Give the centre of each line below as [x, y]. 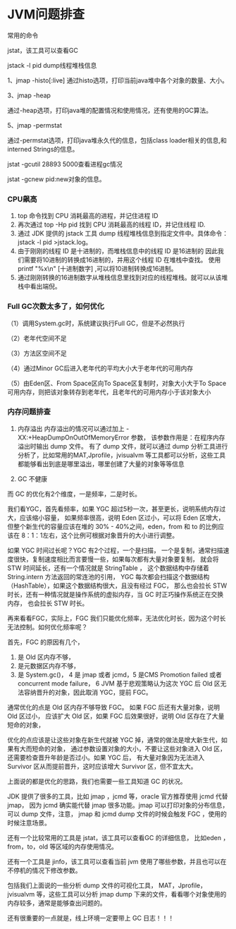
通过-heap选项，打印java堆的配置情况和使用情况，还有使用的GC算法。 [110, 110]
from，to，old [28, 846]
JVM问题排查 [46, 14]
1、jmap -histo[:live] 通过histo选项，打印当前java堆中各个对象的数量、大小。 [118, 80]
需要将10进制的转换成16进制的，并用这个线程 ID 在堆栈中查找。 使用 [122, 260]
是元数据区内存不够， [48, 666]
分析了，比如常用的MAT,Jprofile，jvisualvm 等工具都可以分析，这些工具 [122, 455]
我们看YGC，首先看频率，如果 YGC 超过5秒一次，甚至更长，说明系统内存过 [117, 509]
